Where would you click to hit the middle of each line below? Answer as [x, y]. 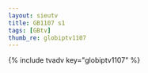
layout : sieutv [33, 15]
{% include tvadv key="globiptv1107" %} [74, 60]
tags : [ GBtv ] [30, 30]
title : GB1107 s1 [37, 23]
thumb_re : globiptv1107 [47, 38]
